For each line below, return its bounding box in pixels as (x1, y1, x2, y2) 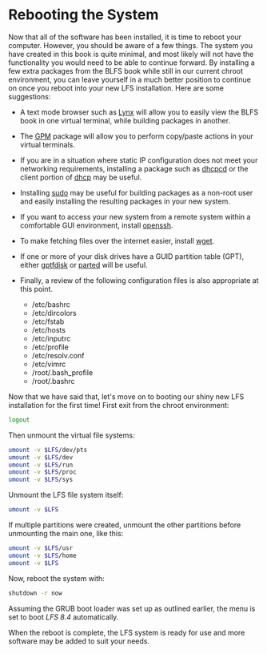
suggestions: (8, 91, 51, 101)
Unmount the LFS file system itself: (8, 490, 124, 500)
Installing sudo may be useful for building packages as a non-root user (19, 188, 253, 197)
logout (8, 415, 30, 424)
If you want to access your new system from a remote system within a (19, 212, 251, 221)
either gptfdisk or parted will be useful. (19, 260, 148, 269)
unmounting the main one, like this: (8, 529, 124, 539)
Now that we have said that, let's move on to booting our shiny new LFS (8, 391, 245, 402)
